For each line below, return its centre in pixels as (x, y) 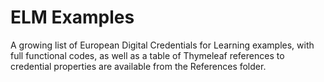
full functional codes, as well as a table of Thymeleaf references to (147, 55)
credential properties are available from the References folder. (138, 66)
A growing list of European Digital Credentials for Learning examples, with (162, 45)
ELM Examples (72, 17)
